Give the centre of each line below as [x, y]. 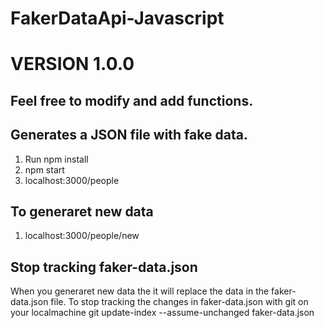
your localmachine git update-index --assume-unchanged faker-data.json [162, 313]
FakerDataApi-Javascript [117, 18]
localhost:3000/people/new [82, 236]
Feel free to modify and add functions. [132, 100]
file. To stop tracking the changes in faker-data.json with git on [179, 302]
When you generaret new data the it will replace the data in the [140, 291]
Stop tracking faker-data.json [104, 267]
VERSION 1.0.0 [72, 64]
